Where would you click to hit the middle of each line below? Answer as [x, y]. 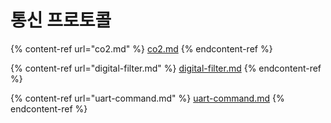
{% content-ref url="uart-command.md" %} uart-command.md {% [147, 98]
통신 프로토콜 [61, 20]
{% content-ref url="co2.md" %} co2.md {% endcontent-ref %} [141, 48]
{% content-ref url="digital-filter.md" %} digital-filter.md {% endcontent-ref [166, 68]
